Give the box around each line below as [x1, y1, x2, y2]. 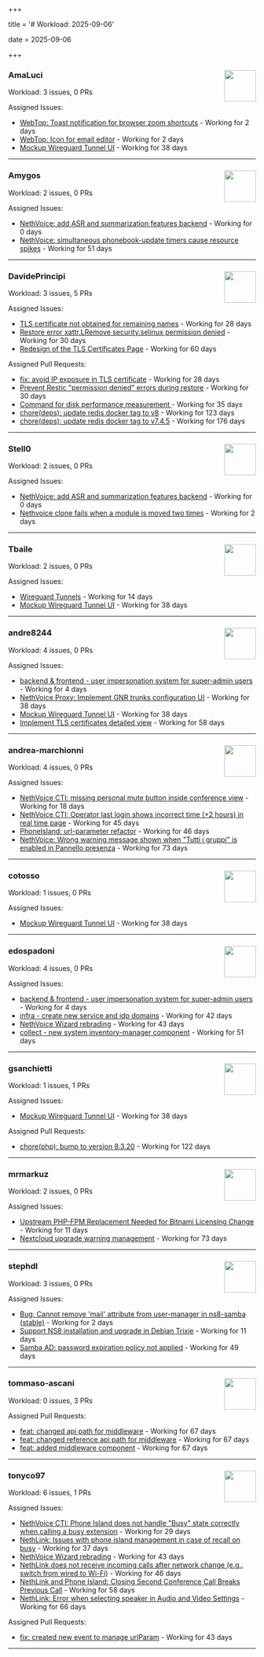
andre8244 [8, 627, 53, 638]
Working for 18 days [19, 802, 85, 811]
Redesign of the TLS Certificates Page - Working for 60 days [19, 344, 217, 353]
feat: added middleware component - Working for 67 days [19, 1443, 208, 1452]
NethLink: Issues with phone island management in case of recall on [19, 1535, 241, 1544]
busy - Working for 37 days [19, 1544, 108, 1553]
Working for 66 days [19, 1602, 86, 1611]
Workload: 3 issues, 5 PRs [8, 288, 93, 297]
